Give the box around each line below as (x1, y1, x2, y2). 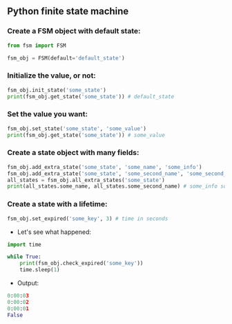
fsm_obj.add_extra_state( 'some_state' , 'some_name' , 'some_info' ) (7, 163, 202, 170)
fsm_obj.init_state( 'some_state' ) (7, 87, 107, 93)
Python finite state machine (7, 6, 129, 17)
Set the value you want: (7, 109, 88, 119)
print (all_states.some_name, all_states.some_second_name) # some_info (7, 183, 217, 190)
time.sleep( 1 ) (19, 267, 60, 273)
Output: (17, 279, 39, 287)
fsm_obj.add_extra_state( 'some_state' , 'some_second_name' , (7, 170, 184, 177)
